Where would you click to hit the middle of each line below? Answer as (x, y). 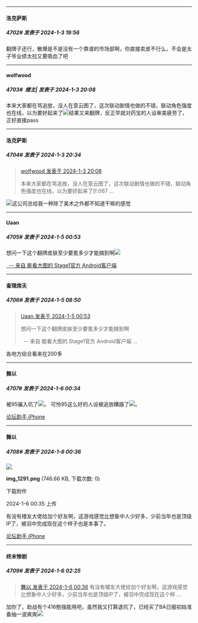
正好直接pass (22, 120)
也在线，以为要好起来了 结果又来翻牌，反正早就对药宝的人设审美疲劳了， (97, 113)
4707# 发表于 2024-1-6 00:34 (43, 388)
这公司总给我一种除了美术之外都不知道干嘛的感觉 (71, 203)
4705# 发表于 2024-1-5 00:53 (44, 237)
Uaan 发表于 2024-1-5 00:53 (55, 316)
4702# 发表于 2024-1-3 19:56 (43, 32)
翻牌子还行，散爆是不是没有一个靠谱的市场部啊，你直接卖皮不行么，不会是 (96, 48)
